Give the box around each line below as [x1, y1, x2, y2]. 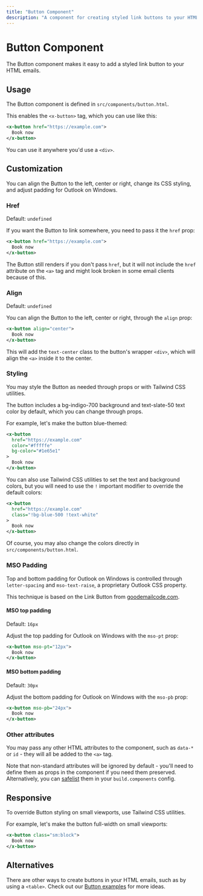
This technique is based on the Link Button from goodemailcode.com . [6, 593, 180, 600]
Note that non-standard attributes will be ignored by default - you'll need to [6, 762, 194, 770]
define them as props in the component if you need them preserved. [6, 769, 176, 776]
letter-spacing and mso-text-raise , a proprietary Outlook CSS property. [6, 581, 187, 589]
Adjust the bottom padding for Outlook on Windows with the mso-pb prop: [6, 693, 188, 701]
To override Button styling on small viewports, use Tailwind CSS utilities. [6, 809, 186, 816]
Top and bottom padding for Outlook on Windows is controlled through [6, 575, 182, 582]
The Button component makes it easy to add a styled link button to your [6, 60, 184, 68]
